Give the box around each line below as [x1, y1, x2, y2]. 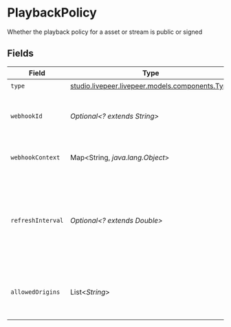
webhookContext [10, 153, 60, 161]
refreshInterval [10, 216, 64, 224]
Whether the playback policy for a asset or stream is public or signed [7, 28, 203, 36]
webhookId [10, 112, 43, 120]
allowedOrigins [10, 288, 60, 296]
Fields [7, 48, 34, 59]
